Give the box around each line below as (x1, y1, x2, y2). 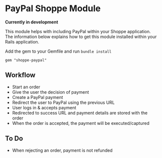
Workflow (5, 71, 36, 79)
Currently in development (5, 19, 59, 25)
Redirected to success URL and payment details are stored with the (12, 110, 148, 116)
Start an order (12, 84, 40, 90)
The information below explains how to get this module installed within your (5, 34, 157, 39)
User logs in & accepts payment (12, 104, 77, 110)
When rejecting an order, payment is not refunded (12, 147, 113, 153)
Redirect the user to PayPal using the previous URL (12, 99, 115, 105)
